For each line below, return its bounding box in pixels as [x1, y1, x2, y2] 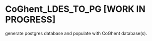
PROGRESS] [5, 14, 56, 25]
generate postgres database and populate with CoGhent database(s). [5, 30, 148, 36]
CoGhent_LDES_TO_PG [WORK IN [5, 3, 146, 15]
